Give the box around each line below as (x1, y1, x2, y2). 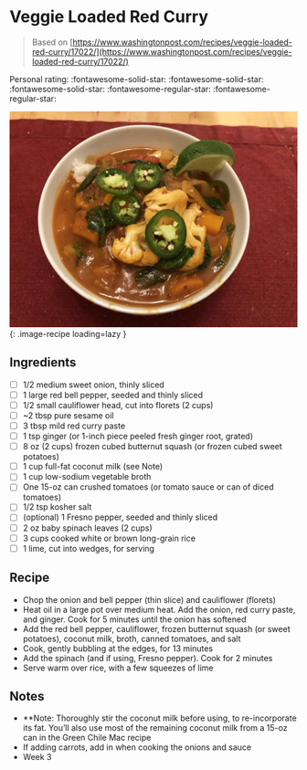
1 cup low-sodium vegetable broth (22, 471, 152, 482)
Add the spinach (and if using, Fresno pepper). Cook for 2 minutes (22, 652, 273, 663)
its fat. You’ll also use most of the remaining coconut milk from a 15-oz (22, 723, 288, 733)
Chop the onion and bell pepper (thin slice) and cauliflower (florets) (22, 594, 277, 605)
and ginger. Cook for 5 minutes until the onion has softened (22, 614, 247, 625)
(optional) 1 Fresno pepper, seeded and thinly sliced (22, 512, 218, 522)
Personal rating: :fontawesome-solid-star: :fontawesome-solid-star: (9, 73, 264, 84)
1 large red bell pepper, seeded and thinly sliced (22, 389, 204, 400)
